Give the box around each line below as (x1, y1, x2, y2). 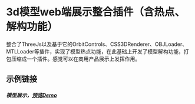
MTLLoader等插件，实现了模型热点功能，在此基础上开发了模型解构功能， (6, 48, 184, 55)
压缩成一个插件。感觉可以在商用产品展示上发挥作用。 (11, 55, 140, 62)
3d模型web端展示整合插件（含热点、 (6, 5, 186, 19)
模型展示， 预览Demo (6, 92, 57, 99)
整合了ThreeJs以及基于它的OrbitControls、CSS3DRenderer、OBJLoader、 (6, 41, 188, 48)
